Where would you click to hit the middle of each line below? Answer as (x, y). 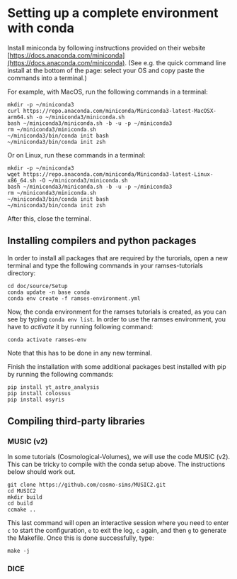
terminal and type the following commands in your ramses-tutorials (105, 265)
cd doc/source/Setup (38, 286)
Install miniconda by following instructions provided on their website (106, 48)
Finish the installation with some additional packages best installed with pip (117, 366)
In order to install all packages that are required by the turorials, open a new (118, 258)
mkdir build (25, 497)
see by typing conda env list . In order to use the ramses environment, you (117, 319)
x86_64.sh (22, 180)
